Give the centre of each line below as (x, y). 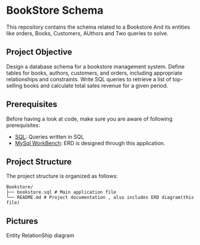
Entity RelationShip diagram (40, 235)
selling (14, 85)
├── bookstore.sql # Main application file (61, 192)
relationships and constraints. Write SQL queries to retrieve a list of (89, 79)
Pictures (22, 221)
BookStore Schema (55, 10)
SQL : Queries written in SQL (49, 137)
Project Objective (39, 52)
